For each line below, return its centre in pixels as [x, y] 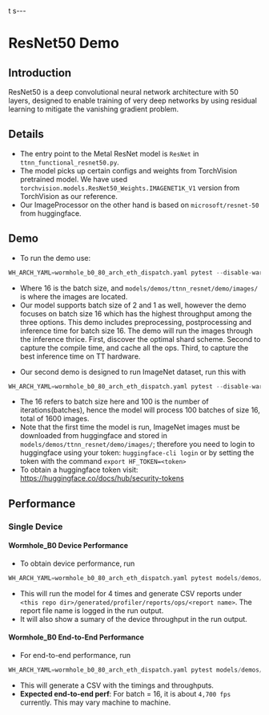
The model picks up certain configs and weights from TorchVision [128, 170]
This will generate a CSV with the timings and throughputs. [117, 685]
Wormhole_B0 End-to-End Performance [76, 637]
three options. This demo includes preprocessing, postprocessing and [136, 322]
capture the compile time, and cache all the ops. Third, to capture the [134, 347]
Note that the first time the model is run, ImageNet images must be [130, 427]
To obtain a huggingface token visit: [79, 470]
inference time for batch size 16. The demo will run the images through [137, 331]
